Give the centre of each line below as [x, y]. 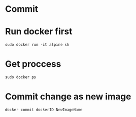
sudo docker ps [21, 77]
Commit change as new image [68, 97]
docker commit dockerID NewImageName [44, 110]
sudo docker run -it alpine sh [37, 45]
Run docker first [39, 32]
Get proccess [33, 64]
